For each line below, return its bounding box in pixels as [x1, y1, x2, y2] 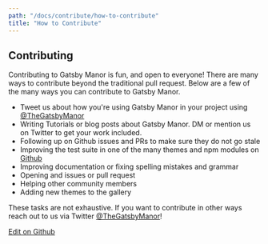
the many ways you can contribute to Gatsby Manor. [8, 87, 181, 97]
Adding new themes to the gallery [19, 187, 132, 197]
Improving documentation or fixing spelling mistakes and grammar [19, 162, 239, 172]
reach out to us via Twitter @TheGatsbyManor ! [8, 211, 162, 221]
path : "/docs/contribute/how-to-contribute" [8, 11, 159, 20]
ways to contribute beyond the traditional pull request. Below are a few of [8, 78, 250, 88]
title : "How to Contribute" [8, 19, 102, 27]
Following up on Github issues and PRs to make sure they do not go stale [19, 137, 261, 146]
